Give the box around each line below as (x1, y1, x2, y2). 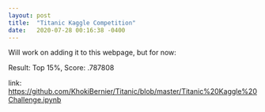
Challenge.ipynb (8, 95, 62, 105)
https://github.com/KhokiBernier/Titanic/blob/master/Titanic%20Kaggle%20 (8, 87, 257, 96)
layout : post (8, 11, 51, 20)
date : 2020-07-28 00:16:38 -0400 (8, 26, 126, 34)
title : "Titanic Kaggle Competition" (8, 19, 136, 27)
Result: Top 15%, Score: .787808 (8, 63, 115, 73)
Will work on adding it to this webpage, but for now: (8, 48, 176, 58)
